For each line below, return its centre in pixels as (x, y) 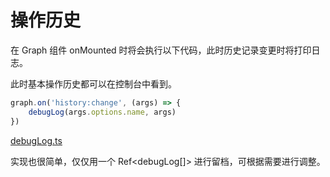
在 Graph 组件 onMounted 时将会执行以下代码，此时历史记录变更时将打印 (161, 50)
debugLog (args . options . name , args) (102, 112)
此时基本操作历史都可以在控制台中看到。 (93, 83)
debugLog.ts (36, 140)
